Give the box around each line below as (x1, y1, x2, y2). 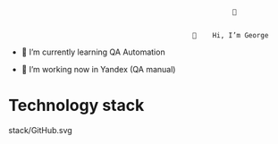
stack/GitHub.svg (8, 124, 72, 135)
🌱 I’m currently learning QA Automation (21, 47, 166, 57)
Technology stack (8, 96, 145, 115)
